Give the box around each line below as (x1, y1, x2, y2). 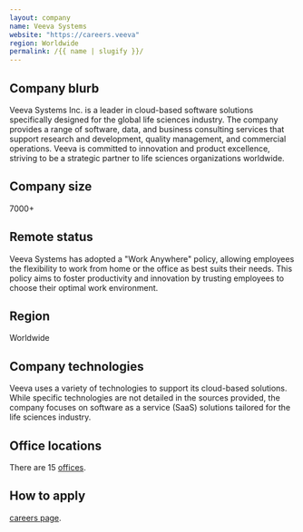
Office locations (9, 438, 103, 453)
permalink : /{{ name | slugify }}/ (9, 47, 144, 56)
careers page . (9, 512, 62, 523)
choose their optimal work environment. (9, 282, 159, 293)
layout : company (9, 13, 71, 23)
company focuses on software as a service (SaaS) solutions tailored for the (9, 402, 291, 413)
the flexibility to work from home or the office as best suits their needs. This (9, 263, 293, 274)
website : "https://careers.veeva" (9, 30, 141, 39)
